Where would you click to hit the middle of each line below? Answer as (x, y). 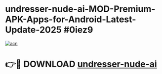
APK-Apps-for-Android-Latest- (71, 19)
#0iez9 (78, 30)
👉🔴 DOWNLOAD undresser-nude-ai (81, 64)
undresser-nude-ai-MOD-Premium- (80, 9)
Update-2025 (33, 30)
